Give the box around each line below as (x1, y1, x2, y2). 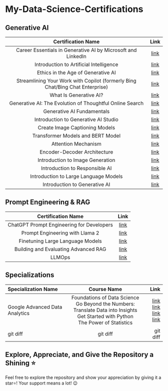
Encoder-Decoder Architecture (39, 148, 113, 155)
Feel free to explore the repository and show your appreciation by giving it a (5, 374, 161, 380)
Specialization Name (7, 285, 58, 292)
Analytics (7, 309, 30, 316)
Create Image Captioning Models (37, 124, 115, 131)
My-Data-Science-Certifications (5, 3, 143, 15)
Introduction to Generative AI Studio (34, 116, 118, 123)
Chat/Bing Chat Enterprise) (44, 83, 108, 90)
